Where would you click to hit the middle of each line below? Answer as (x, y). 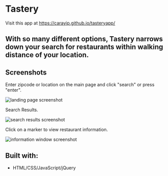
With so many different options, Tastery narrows (84, 39)
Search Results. (22, 110)
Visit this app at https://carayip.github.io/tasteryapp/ (60, 23)
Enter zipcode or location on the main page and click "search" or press (80, 85)
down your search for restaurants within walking (84, 47)
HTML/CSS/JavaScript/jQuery (44, 168)
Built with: (22, 155)
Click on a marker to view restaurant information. (57, 130)
